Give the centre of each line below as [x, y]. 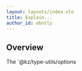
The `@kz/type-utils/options [41, 62]
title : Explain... [29, 17]
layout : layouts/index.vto [40, 12]
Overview [25, 47]
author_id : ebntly [29, 23]
